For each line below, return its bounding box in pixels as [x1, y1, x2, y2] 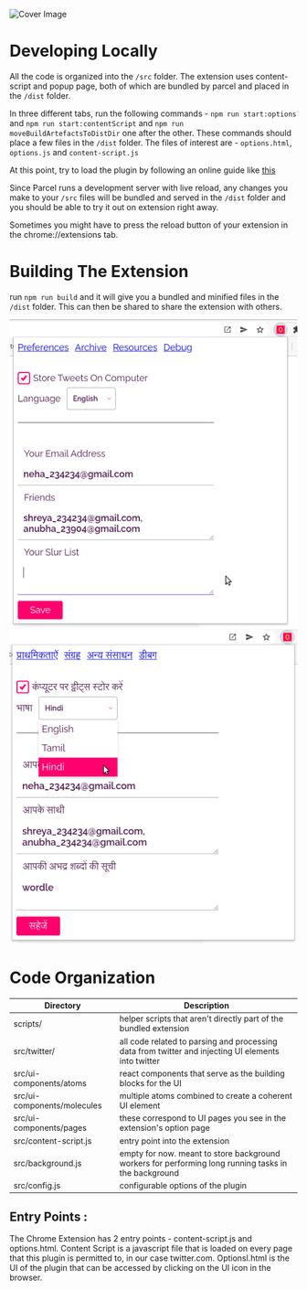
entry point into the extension [119, 1135, 230, 1146]
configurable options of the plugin [119, 1180, 248, 1191]
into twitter [119, 1055, 160, 1066]
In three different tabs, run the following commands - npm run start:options [9, 108, 297, 119]
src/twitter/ [13, 1045, 56, 1056]
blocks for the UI [119, 1077, 182, 1088]
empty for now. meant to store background [119, 1147, 281, 1158]
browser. [9, 1272, 43, 1284]
